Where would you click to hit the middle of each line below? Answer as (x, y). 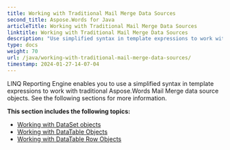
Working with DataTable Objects (62, 132)
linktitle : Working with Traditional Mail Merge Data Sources (98, 32)
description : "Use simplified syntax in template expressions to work (110, 39)
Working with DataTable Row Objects (69, 139)
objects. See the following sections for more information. (87, 98)
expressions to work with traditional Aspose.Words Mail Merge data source (113, 91)
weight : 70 (23, 52)
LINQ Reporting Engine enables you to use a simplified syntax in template (111, 83)
